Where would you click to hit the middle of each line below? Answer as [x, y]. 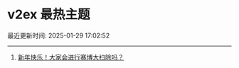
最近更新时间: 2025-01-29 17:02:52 [59, 35]
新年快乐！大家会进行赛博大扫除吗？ [71, 57]
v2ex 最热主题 [49, 15]
